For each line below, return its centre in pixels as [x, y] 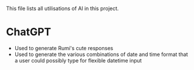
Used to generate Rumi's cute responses [64, 48]
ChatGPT [29, 32]
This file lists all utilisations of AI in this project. [62, 8]
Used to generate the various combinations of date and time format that [101, 54]
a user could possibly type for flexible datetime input [78, 60]
